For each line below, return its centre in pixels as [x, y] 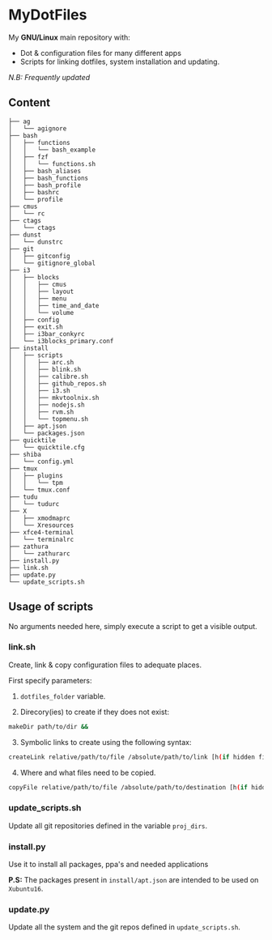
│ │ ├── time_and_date [54, 305]
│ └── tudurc [34, 504]
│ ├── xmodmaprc [39, 518]
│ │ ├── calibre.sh [49, 376]
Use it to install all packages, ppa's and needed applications [108, 865]
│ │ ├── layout [41, 291]
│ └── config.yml [41, 461]
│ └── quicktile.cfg [47, 447]
